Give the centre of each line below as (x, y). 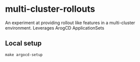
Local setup (23, 44)
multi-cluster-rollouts (50, 9)
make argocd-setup (24, 55)
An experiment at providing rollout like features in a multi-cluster (70, 23)
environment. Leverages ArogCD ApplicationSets (55, 28)
